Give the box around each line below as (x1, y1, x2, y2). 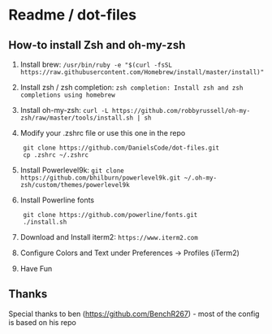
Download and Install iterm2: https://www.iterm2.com (19, 232, 199, 241)
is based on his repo (8, 317, 77, 327)
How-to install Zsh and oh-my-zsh (8, 38, 186, 52)
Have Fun (19, 264, 53, 273)
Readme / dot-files (8, 6, 136, 24)
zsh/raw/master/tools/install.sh (19, 114, 134, 122)
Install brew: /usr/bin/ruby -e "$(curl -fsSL (19, 59, 173, 69)
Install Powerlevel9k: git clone (19, 165, 124, 175)
